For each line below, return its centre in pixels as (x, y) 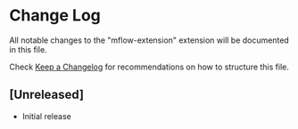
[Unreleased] (47, 95)
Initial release (46, 116)
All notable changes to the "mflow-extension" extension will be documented (149, 40)
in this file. (28, 49)
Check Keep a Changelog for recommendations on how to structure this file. (149, 67)
